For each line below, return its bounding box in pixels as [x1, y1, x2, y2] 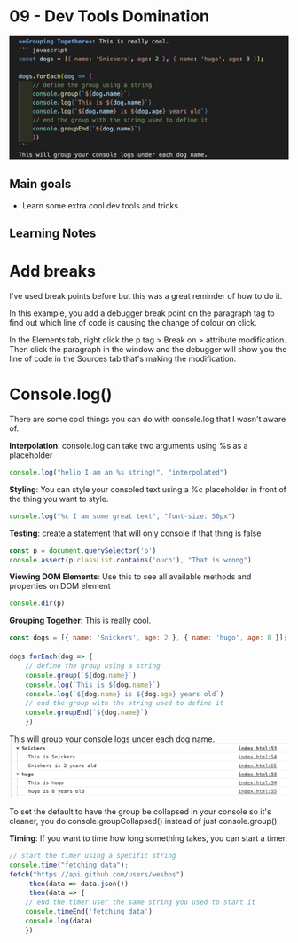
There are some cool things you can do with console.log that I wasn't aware [9, 413, 286, 424]
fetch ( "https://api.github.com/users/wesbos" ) [9, 869, 184, 879]
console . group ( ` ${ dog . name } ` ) [25, 671, 137, 680]
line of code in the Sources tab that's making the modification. [9, 353, 237, 365]
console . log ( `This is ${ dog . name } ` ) [25, 680, 161, 689]
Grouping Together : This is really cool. [9, 615, 152, 626]
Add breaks [9, 262, 96, 281]
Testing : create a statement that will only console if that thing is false [9, 528, 262, 538]
